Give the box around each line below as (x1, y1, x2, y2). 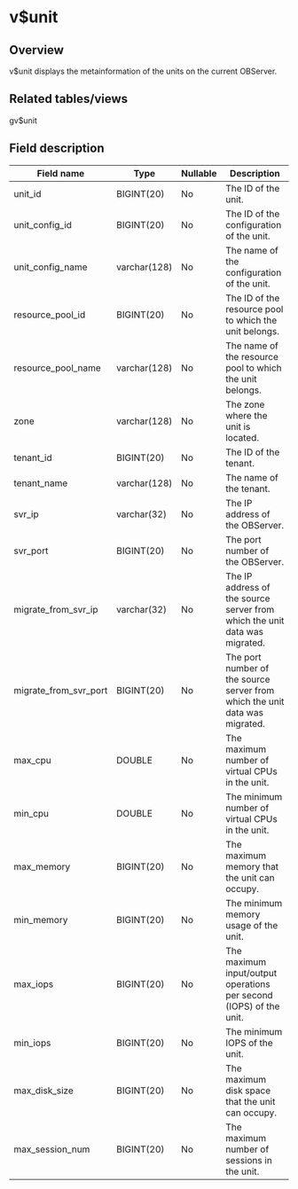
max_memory (13, 860, 71, 872)
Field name (36, 167, 85, 179)
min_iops (13, 1036, 51, 1049)
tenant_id (13, 451, 53, 464)
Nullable (181, 167, 217, 179)
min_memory (13, 913, 68, 926)
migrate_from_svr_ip (13, 603, 98, 615)
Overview (9, 43, 65, 58)
